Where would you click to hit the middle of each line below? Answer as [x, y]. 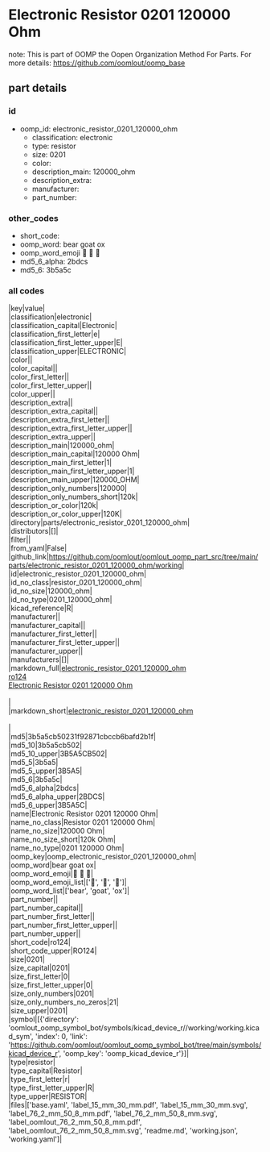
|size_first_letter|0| [39, 976]
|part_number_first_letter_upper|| [63, 925]
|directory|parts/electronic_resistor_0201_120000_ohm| [99, 522]
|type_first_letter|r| [39, 1079]
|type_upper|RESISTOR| [48, 1096]
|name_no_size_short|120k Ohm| [62, 839]
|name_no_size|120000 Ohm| [57, 831]
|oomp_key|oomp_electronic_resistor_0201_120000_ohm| [102, 857]
